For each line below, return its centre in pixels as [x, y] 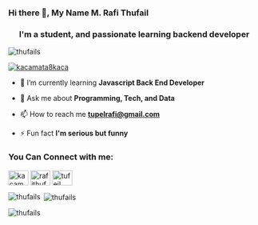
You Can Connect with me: [61, 157]
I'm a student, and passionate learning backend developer [134, 34]
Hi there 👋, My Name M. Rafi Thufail [79, 13]
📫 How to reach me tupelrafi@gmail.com [90, 115]
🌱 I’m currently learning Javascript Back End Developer [112, 82]
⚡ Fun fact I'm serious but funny [74, 133]
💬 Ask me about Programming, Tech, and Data [97, 98]
